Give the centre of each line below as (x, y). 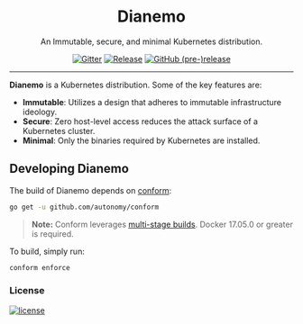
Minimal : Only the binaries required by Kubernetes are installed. (141, 140)
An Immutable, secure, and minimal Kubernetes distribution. (151, 41)
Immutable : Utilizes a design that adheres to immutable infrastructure (152, 102)
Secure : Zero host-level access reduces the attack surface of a (140, 121)
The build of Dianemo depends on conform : (91, 190)
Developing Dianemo (69, 169)
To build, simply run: (47, 251)
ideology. (39, 112)
